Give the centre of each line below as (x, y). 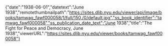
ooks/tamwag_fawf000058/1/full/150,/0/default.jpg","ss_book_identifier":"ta (83, 18)
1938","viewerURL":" (26, 33)
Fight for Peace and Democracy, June (44, 28)
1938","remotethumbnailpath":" (37, 12)
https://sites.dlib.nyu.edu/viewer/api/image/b (116, 12)
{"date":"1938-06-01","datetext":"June (45, 7)
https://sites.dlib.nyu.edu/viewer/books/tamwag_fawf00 (105, 33)
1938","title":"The (134, 23)
